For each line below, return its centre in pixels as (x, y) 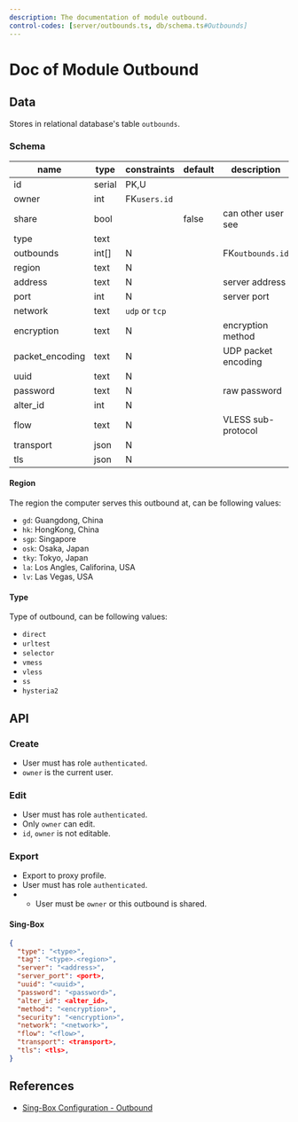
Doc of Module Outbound (104, 70)
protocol (240, 430)
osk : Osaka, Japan (55, 548)
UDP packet (248, 350)
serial (105, 184)
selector (38, 654)
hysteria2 (40, 691)
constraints (150, 169)
